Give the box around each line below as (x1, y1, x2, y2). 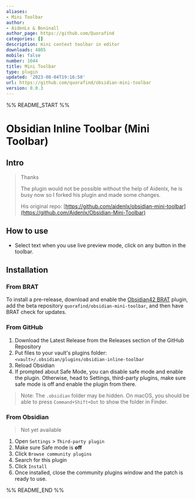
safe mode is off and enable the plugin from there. (14, 381, 137, 388)
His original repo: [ (20, 203, 66, 210)
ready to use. (14, 475, 47, 482)
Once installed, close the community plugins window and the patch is (14, 469, 184, 476)
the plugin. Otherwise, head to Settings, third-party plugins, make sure (14, 374, 186, 381)
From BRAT (6, 283, 39, 290)
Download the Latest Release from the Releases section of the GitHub (14, 336, 184, 343)
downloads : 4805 (6, 47, 46, 53)
